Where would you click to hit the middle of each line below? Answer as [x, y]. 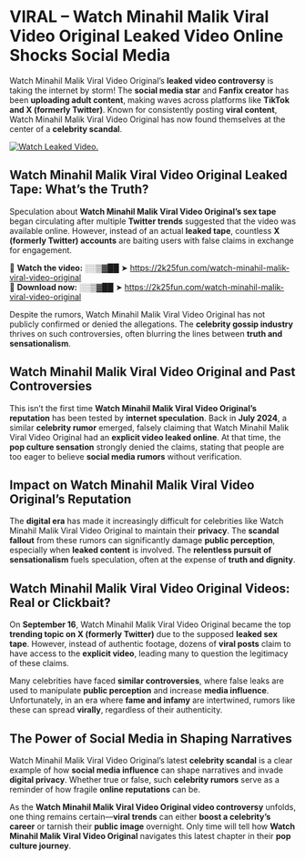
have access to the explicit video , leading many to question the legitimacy [149, 653]
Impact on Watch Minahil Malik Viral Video [132, 485]
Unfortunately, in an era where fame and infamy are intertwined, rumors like [152, 700]
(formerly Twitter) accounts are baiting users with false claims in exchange [152, 240]
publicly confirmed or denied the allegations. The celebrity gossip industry [152, 324]
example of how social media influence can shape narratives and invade [147, 770]
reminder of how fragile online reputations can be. [105, 789]
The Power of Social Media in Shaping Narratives [151, 739]
